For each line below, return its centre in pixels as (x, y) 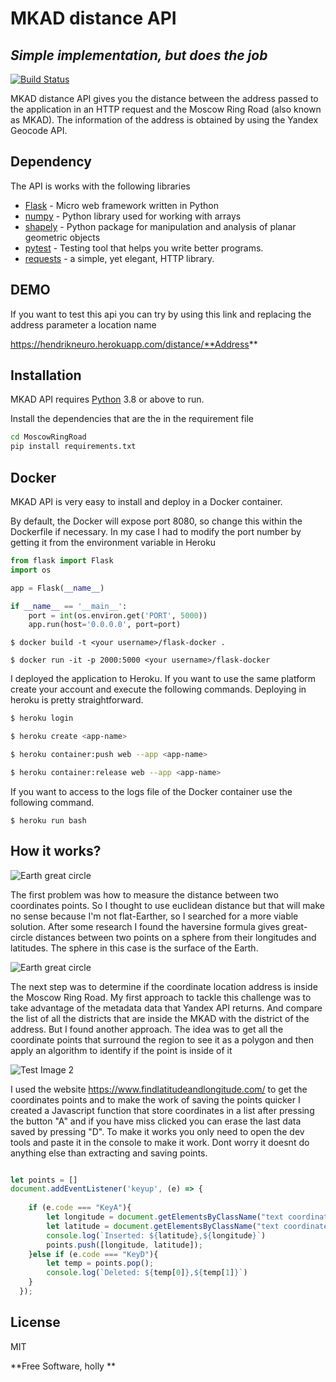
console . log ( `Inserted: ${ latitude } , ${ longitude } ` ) (156, 1235)
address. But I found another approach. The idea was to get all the (147, 1029)
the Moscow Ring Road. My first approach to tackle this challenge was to (161, 997)
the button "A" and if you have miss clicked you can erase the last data (156, 1121)
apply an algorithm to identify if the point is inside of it (121, 1050)
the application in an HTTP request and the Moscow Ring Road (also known (166, 109)
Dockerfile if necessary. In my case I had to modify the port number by (156, 531)
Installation (46, 375)
